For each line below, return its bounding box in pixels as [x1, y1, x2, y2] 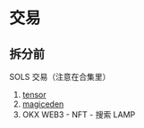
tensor [21, 90, 47, 100]
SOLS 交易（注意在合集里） [9, 72, 111, 82]
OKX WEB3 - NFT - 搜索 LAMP [21, 109, 136, 120]
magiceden [21, 99, 64, 109]
